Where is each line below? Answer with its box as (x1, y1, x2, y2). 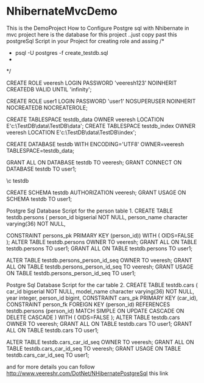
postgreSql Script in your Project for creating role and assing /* (6, 37, 164, 44)
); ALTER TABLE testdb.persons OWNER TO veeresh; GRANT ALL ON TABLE (6, 238, 197, 245)
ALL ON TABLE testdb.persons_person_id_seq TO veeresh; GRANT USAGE (6, 263, 194, 270)
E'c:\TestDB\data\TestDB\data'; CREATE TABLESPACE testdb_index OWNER (6, 122, 196, 129)
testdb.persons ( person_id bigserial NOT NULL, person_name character (6, 213, 188, 220)
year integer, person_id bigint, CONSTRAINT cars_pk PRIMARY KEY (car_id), (6, 294, 198, 301)
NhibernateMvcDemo (6, 4, 118, 18)
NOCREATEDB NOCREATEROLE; (6, 104, 88, 111)
